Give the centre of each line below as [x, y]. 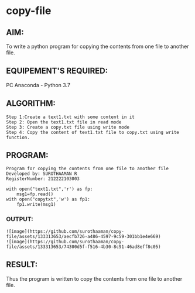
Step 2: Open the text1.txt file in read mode [64, 122]
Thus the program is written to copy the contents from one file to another [94, 278]
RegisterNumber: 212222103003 [43, 179]
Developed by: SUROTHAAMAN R [42, 174]
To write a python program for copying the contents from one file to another [97, 46]
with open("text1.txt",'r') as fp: [49, 189]
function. [18, 137]
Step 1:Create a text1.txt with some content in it [70, 117]
